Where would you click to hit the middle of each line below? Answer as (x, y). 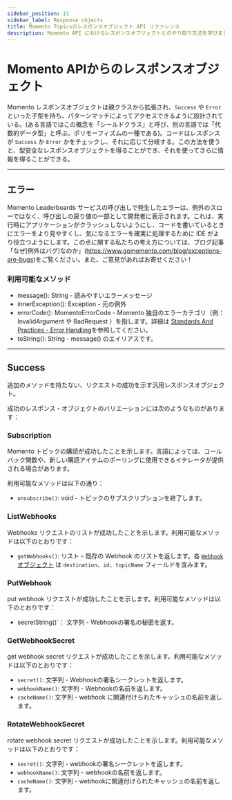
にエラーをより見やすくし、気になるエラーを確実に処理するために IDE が (110, 233)
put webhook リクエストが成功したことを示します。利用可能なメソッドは (111, 599)
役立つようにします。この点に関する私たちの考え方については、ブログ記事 (118, 242)
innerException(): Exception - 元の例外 (72, 304)
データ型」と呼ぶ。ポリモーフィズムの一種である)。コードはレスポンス (120, 133)
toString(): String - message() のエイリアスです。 (87, 339)
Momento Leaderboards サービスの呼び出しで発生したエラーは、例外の (109, 207)
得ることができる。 (46, 159)
